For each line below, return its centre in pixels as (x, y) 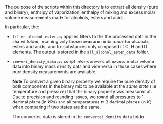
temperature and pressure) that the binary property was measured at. (82, 92)
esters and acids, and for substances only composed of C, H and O (80, 47)
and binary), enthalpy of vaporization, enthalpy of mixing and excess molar (80, 12)
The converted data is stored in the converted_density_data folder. (79, 116)
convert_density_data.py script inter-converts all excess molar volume (83, 61)
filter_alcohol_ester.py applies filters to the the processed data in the (84, 36)
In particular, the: (22, 27)
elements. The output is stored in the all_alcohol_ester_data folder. (81, 52)
